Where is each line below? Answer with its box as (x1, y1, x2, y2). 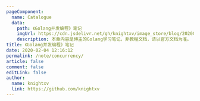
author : (6, 75, 26, 81)
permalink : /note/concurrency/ (6, 53, 84, 59)
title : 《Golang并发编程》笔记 (6, 42, 74, 48)
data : (11, 20, 26, 26)
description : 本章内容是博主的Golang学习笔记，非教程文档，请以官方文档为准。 (17, 36, 192, 42)
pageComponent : (6, 8, 44, 15)
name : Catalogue (11, 14, 52, 20)
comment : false (6, 64, 44, 70)
